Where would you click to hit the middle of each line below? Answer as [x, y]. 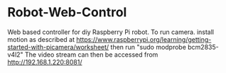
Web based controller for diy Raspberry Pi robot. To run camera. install [111, 32]
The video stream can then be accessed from [91, 55]
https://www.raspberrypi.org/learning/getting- [144, 39]
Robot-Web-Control [67, 12]
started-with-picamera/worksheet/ [58, 47]
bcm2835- [203, 47]
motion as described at [41, 39]
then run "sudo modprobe [149, 47]
